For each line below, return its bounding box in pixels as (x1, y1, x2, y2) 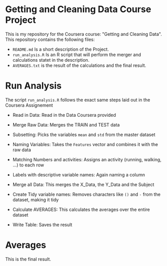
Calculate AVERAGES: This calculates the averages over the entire (12, 206, 150, 212)
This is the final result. (5, 256, 51, 262)
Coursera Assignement (5, 102, 53, 108)
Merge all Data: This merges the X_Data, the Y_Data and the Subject (12, 181, 155, 188)
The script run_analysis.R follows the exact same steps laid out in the (5, 97, 150, 103)
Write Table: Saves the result (12, 221, 73, 228)
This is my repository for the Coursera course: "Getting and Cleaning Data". (5, 31, 162, 37)
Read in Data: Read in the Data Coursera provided (12, 112, 116, 118)
